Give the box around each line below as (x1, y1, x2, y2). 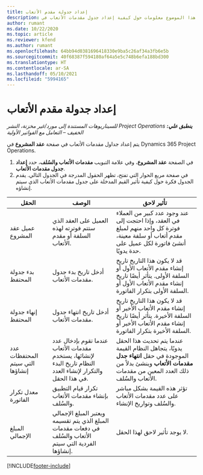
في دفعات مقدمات (52, 424, 100, 433)
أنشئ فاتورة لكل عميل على (116, 239, 186, 248)
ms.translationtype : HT (7, 59, 67, 65)
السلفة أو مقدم (52, 231, 91, 240)
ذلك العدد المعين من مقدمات (116, 367, 189, 375)
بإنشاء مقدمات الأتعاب (52, 392, 109, 400)
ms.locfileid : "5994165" (7, 76, 69, 82)
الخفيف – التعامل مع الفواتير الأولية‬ (7, 129, 84, 136)
